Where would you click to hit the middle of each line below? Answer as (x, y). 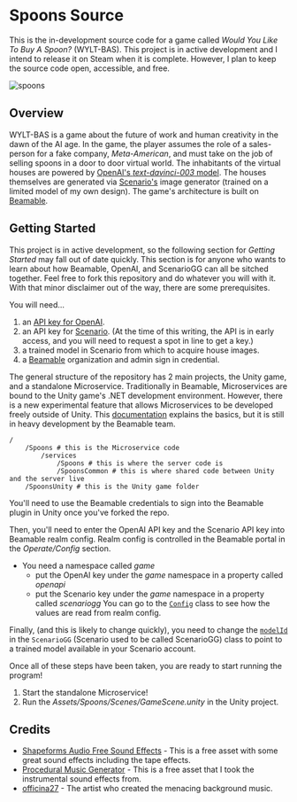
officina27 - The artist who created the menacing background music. (147, 789)
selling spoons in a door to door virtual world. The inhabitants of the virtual (145, 163)
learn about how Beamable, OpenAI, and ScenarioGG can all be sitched (139, 269)
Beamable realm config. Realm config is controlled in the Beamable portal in (147, 539)
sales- (260, 144)
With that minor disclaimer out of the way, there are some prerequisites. (140, 287)
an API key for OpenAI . (63, 322)
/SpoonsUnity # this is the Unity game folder (112, 487)
